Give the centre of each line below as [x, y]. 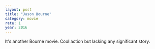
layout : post [18, 9]
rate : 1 [13, 23]
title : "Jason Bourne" [28, 14]
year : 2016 [16, 28]
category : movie [22, 18]
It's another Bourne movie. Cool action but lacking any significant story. [77, 41]
